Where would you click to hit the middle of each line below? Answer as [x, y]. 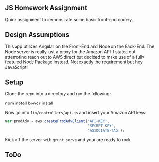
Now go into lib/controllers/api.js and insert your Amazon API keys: [76, 113]
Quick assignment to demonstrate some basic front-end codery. [69, 19]
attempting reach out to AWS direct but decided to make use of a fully [75, 57]
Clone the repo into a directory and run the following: [58, 94]
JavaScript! [16, 67]
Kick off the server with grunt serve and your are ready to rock [68, 140]
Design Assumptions [37, 35]
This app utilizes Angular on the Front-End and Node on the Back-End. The [80, 46]
